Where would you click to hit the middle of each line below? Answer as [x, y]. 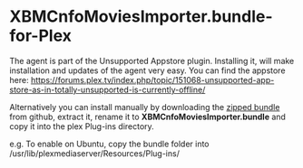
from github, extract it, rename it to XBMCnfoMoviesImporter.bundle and [147, 117]
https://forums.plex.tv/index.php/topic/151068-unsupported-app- [152, 79]
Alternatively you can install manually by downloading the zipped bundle [145, 107]
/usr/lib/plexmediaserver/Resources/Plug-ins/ [94, 153]
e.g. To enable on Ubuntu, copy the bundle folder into [109, 144]
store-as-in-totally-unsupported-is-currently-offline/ [108, 89]
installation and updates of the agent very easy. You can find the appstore [147, 70]
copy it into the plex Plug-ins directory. [82, 126]
